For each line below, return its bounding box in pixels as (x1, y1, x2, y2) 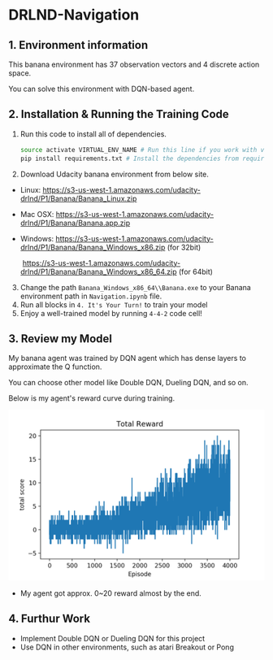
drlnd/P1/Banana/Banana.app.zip (19, 218, 131, 228)
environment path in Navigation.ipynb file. (19, 291, 162, 301)
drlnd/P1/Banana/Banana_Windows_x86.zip (19, 242, 166, 252)
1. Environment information (8, 38, 149, 52)
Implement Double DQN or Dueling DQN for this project (19, 633, 206, 643)
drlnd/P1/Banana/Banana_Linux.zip (19, 193, 137, 203)
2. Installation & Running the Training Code (8, 107, 229, 121)
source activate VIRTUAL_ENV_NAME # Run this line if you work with (19, 145, 258, 154)
